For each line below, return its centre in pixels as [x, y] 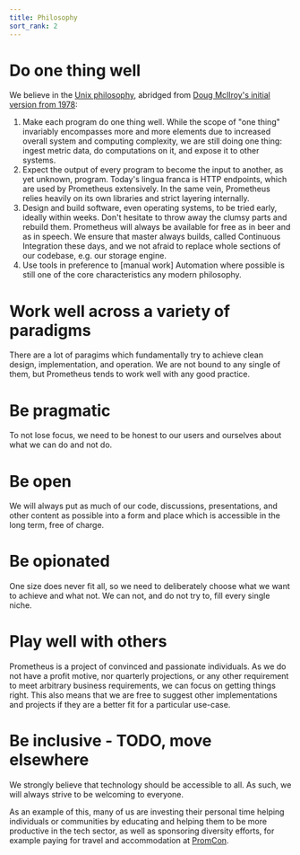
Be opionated [60, 561]
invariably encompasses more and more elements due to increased [146, 132]
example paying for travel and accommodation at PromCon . [119, 841]
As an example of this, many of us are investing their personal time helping [147, 812]
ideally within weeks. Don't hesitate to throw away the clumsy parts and [154, 217]
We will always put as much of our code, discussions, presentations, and [143, 506]
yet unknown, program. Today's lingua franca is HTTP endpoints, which [154, 180]
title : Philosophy [43, 18]
